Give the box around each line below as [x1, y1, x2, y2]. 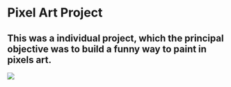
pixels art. [7, 54, 52, 66]
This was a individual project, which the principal [7, 32, 224, 44]
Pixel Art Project [7, 5, 103, 21]
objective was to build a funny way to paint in [7, 43, 207, 55]
